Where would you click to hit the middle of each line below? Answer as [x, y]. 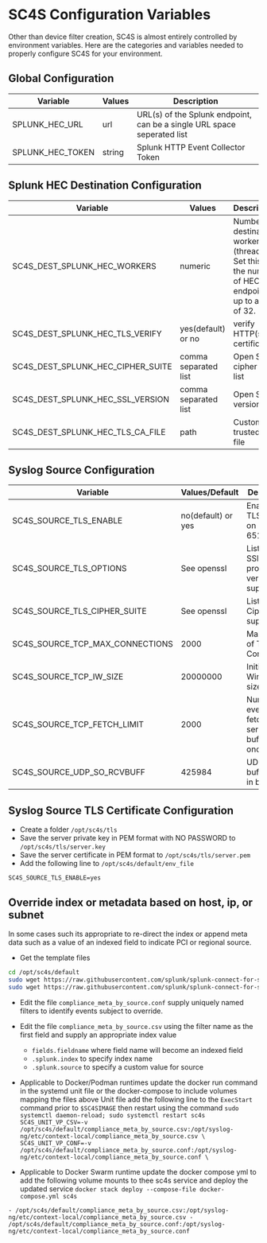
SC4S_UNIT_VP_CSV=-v [54, 1122]
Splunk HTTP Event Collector [191, 147]
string [113, 152]
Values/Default [210, 492]
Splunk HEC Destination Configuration [105, 186]
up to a [246, 301]
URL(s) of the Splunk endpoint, [194, 115]
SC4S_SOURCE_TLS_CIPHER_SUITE [79, 612]
